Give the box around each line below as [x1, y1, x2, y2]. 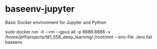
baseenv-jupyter [5, 3, 75, 15]
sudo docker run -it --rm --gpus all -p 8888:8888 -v [5, 29, 111, 34]
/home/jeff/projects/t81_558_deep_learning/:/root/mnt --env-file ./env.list [5, 34, 152, 40]
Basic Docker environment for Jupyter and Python [5, 19, 106, 25]
